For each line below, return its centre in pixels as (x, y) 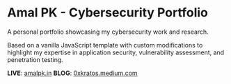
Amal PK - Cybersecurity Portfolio (108, 13)
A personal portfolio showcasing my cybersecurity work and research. (108, 32)
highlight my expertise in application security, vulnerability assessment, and (116, 52)
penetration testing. (35, 59)
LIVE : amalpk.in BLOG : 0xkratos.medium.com (72, 73)
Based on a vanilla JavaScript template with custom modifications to (105, 45)
